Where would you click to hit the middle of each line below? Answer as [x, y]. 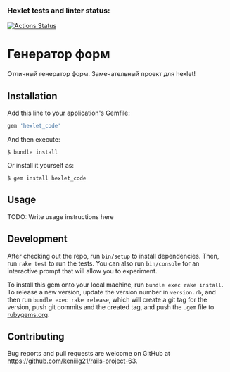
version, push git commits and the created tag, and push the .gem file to [111, 307]
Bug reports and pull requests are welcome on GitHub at [89, 354]
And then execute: [34, 139]
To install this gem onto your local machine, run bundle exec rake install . [115, 285]
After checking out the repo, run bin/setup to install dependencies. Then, [113, 256]
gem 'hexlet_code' [34, 126]
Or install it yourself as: [40, 165]
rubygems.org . [28, 314]
